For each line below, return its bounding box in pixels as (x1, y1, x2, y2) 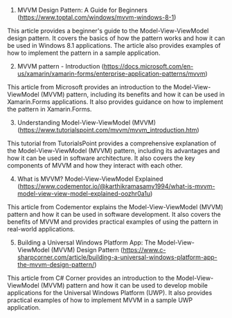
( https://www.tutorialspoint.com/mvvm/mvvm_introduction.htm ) (17, 126, 199, 134)
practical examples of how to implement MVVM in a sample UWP (7, 296, 193, 304)
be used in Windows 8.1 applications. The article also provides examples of (7, 42, 222, 49)
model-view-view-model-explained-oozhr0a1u (17, 190, 151, 197)
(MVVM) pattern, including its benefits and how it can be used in (40, 90, 225, 98)
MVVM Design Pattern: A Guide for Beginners (17, 6, 148, 14)
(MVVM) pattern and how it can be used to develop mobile (40, 281, 208, 290)
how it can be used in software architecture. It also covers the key (7, 154, 195, 162)
